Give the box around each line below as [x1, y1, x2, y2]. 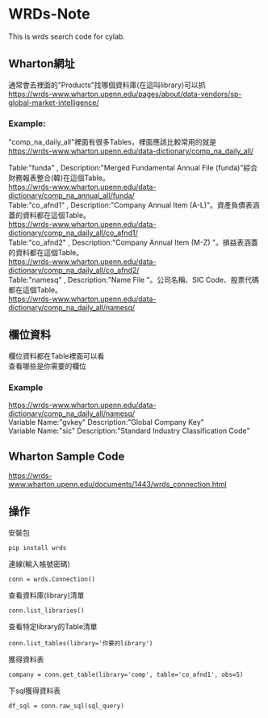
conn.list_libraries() [8, 607, 85, 615]
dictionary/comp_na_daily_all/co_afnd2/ [8, 266, 140, 275]
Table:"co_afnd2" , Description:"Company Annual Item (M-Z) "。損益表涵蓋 [8, 237, 258, 247]
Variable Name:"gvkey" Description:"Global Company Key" [8, 418, 204, 427]
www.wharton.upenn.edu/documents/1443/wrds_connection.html [8, 479, 228, 489]
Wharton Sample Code [8, 449, 125, 463]
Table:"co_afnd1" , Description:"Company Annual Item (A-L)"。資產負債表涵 [8, 200, 260, 210]
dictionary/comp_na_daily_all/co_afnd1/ [8, 228, 139, 238]
